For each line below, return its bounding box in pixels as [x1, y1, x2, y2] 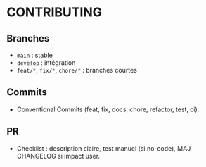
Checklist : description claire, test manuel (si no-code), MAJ [16, 144, 191, 152]
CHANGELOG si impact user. [16, 151, 100, 160]
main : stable [16, 51, 53, 59]
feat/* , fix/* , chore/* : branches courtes [16, 66, 138, 74]
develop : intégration [16, 58, 76, 67]
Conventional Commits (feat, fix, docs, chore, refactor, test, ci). [16, 105, 200, 113]
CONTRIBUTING [6, 4, 103, 20]
